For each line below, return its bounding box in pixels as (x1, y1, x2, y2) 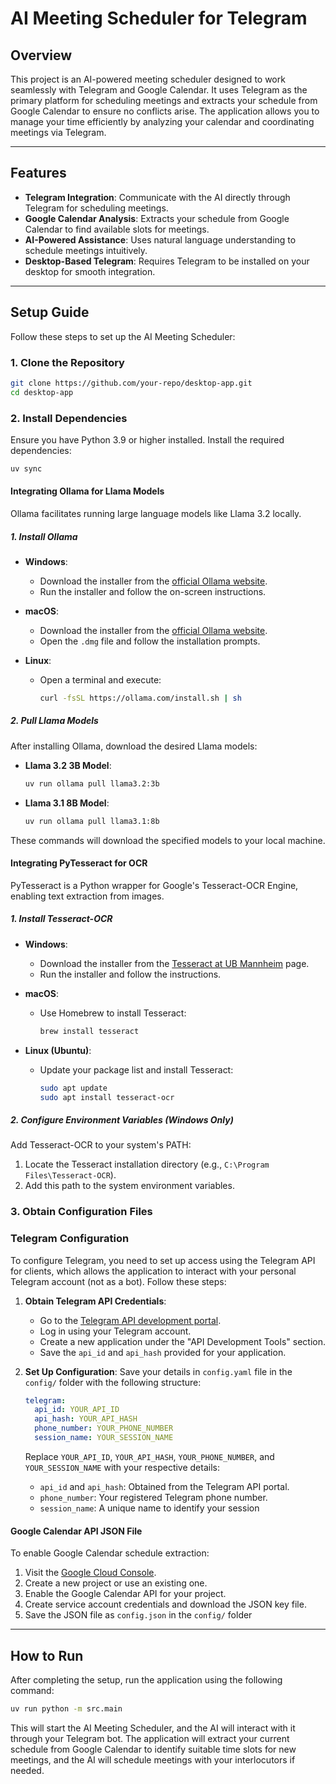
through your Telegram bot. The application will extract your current (10, 1732, 290, 1744)
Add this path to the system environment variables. (24, 1180, 235, 1192)
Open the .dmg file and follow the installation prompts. (39, 635, 261, 647)
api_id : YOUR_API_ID (34, 1405, 120, 1415)
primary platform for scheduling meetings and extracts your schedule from (10, 95, 318, 106)
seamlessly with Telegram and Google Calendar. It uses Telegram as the (10, 84, 308, 96)
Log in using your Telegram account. (39, 1325, 192, 1337)
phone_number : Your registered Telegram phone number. (39, 1491, 268, 1503)
